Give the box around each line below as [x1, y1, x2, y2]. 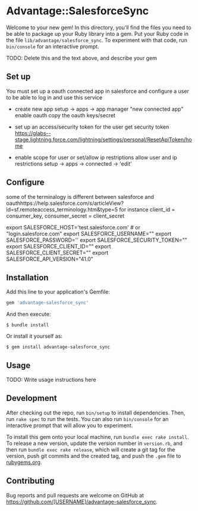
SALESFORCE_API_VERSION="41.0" [6, 255, 94, 263]
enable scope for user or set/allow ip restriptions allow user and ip [14, 154, 177, 161]
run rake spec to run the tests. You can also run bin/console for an [6, 415, 169, 422]
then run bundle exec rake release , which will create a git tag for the [6, 445, 175, 453]
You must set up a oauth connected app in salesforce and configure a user [6, 88, 189, 95]
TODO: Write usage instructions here [6, 376, 96, 384]
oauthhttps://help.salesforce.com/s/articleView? [6, 200, 124, 207]
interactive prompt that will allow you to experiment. [6, 422, 133, 429]
